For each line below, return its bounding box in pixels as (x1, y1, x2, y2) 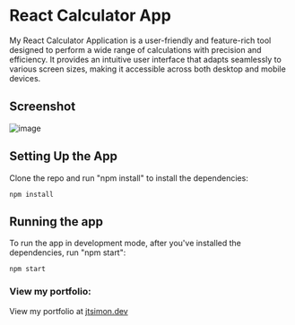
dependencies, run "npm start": (9, 247, 126, 258)
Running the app (9, 214, 103, 229)
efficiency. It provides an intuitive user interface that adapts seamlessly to (9, 54, 282, 64)
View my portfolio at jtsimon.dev (9, 305, 128, 316)
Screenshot (9, 99, 76, 115)
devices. (9, 73, 41, 83)
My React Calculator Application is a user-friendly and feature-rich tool (9, 35, 272, 46)
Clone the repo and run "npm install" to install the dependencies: (9, 172, 248, 184)
